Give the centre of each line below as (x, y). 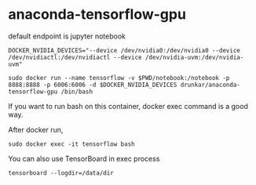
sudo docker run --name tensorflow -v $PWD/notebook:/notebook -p (119, 78)
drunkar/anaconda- (210, 85)
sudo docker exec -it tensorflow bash (71, 144)
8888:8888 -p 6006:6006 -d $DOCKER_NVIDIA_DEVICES (93, 85)
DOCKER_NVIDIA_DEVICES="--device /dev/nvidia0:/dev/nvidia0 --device (124, 50)
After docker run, (36, 129)
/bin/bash (77, 92)
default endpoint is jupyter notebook (67, 36)
